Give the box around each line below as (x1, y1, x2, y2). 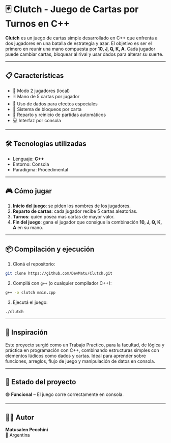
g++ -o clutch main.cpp (5, 290, 56, 295)
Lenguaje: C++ (12, 156, 44, 162)
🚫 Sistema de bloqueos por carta (12, 106, 82, 112)
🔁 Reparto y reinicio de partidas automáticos (12, 112, 106, 118)
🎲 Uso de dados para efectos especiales (12, 100, 98, 107)
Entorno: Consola (12, 161, 49, 167)
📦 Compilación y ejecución (5, 245, 95, 253)
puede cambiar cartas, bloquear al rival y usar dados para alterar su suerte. (5, 51, 164, 57)
